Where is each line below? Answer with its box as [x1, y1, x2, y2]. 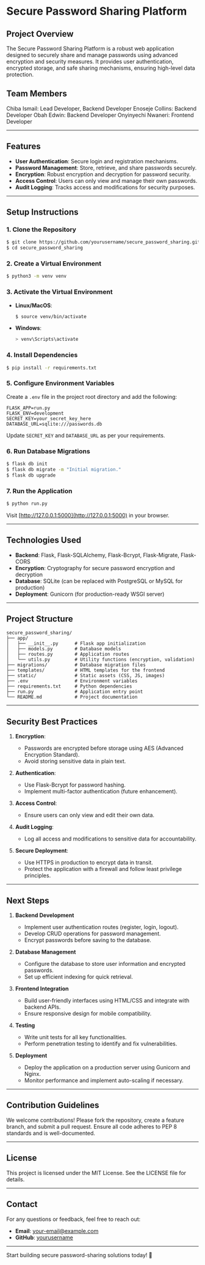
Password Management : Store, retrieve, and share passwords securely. [15, 164, 197, 171]
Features [6, 141, 41, 152]
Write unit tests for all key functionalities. [24, 1034, 127, 1041]
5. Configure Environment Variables [6, 379, 115, 388]
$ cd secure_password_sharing [6, 245, 84, 251]
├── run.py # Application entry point [6, 689, 143, 695]
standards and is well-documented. [6, 1129, 96, 1137]
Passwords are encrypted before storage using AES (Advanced [24, 744, 184, 752]
